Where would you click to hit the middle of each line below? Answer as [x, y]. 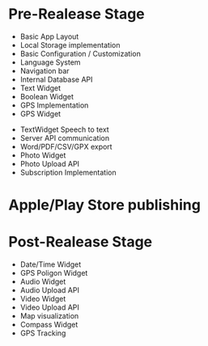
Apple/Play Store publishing [104, 205]
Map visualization [49, 316]
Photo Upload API [49, 163]
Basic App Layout [49, 36]
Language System [50, 62]
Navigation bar [45, 70]
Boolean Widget [47, 96]
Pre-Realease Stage [77, 14]
